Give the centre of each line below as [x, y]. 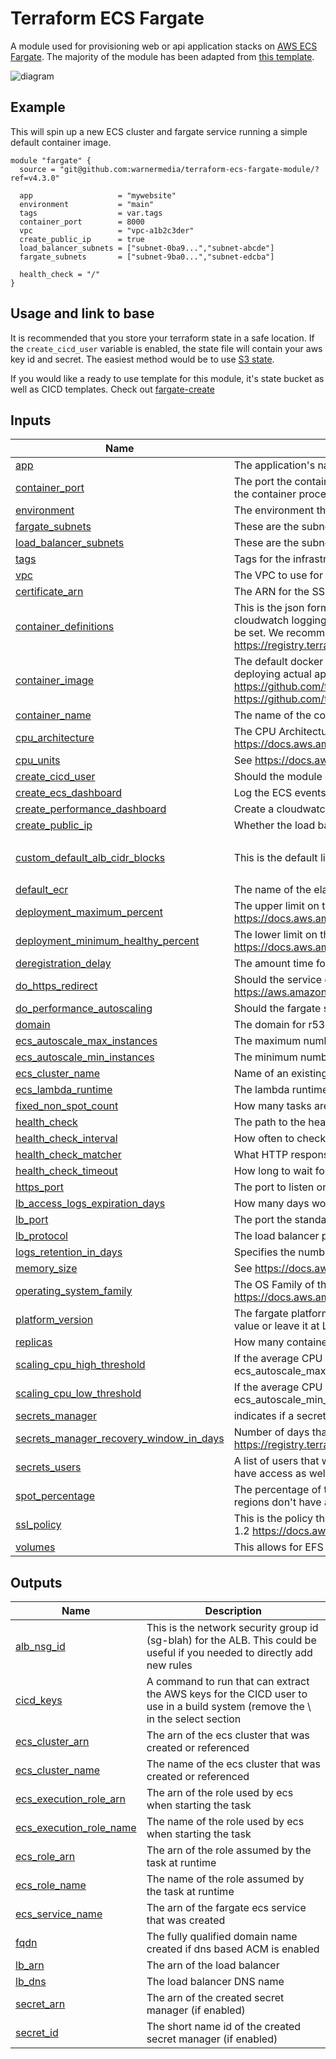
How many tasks [272, 1106]
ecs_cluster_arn [52, 1742]
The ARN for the [271, 592]
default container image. [61, 142]
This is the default [275, 857]
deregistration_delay [63, 964]
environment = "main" [87, 204]
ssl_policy [38, 1525]
